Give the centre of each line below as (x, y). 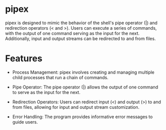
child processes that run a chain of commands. (60, 77)
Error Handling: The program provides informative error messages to (82, 117)
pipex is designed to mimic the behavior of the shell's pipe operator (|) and (81, 23)
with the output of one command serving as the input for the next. (72, 33)
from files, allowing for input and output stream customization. (76, 107)
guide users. (25, 122)
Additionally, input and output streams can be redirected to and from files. (81, 39)
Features (24, 59)
